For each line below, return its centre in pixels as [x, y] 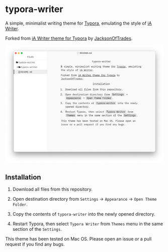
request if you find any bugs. [35, 244]
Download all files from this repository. [53, 189]
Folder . [20, 204]
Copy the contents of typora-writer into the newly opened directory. [84, 214]
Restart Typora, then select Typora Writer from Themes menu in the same [88, 224]
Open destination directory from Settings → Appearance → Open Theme [85, 199]
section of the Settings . [37, 229]
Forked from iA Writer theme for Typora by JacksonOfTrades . [69, 38]
